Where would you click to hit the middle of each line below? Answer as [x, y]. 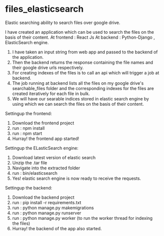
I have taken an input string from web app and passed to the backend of [85, 52]
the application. [28, 57]
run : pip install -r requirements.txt [47, 202]
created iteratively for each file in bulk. [51, 94]
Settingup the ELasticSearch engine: [42, 148]
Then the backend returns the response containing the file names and [82, 62]
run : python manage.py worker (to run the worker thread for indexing [82, 218]
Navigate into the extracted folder [46, 168]
